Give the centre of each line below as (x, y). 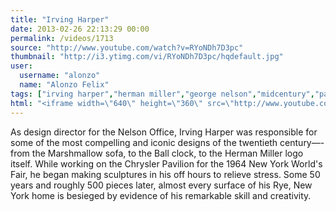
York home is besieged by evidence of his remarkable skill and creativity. (161, 195)
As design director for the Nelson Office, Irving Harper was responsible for (164, 132)
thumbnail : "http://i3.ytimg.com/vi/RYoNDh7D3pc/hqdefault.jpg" (147, 57)
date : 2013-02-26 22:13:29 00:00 (80, 29)
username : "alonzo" (60, 76)
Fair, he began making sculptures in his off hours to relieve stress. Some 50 (165, 174)
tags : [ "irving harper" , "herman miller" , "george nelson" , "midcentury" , (162, 94)
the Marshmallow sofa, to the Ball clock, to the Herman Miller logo (167, 153)
